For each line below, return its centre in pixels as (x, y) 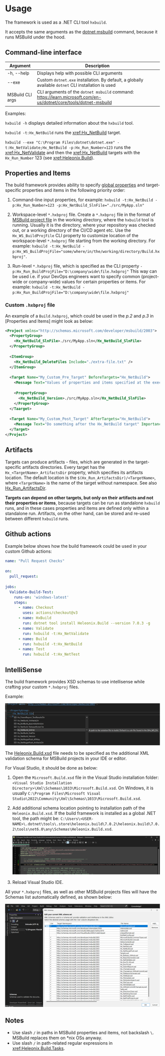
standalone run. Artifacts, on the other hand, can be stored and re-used (77, 513)
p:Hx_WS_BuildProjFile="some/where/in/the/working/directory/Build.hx (86, 252)
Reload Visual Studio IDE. (38, 882)
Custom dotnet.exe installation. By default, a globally (90, 80)
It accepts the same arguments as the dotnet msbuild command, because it (82, 32)
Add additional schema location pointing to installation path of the (79, 808)
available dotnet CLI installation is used (76, 85)
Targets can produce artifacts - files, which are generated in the (70, 462)
